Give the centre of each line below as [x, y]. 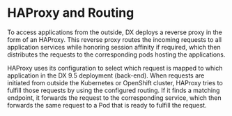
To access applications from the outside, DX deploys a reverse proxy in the [115, 32]
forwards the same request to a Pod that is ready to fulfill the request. [107, 105]
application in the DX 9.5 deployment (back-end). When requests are [106, 75]
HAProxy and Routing [71, 13]
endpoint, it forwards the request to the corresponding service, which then [114, 97]
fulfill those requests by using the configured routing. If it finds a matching [114, 90]
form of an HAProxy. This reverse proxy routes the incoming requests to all [114, 39]
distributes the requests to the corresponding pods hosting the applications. [116, 55]
